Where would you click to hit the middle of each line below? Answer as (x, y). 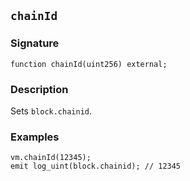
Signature (35, 43)
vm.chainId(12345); (51, 158)
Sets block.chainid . (51, 111)
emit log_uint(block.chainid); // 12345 (96, 166)
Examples (35, 137)
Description (39, 89)
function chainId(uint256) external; (89, 64)
